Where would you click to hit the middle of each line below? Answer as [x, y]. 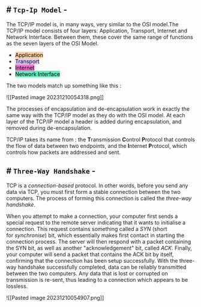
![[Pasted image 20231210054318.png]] [55, 97]
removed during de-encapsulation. [49, 127]
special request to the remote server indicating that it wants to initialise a [96, 222]
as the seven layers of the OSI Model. [52, 43]
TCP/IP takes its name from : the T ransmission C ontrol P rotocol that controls [100, 139]
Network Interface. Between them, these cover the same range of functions [100, 37]
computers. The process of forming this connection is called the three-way [99, 198]
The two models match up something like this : [64, 86]
